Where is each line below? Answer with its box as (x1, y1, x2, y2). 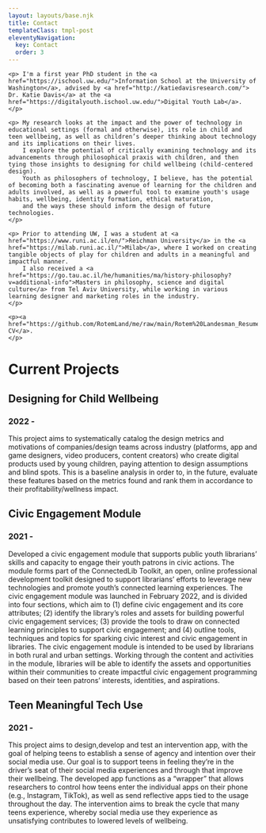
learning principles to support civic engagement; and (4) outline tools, (8, 624, 236, 635)
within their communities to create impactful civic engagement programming (8, 667, 257, 677)
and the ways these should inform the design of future (22, 202, 211, 210)
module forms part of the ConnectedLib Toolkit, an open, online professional (8, 566, 257, 575)
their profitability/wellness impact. (8, 484, 119, 493)
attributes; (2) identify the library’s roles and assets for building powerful (8, 608, 245, 617)
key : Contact (15, 41, 59, 49)
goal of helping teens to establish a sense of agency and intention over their (8, 749, 256, 758)
